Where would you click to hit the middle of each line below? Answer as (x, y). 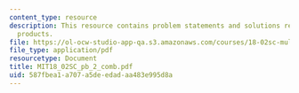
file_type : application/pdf (61, 50)
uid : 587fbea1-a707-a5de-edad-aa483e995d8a (91, 75)
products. (35, 34)
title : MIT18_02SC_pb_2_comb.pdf (71, 67)
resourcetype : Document (53, 58)
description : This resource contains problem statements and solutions (145, 26)
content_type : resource (53, 17)
